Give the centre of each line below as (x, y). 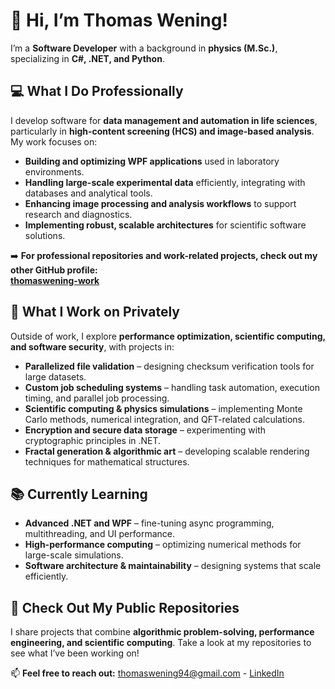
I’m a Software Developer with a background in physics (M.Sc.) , (144, 48)
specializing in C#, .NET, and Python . (87, 58)
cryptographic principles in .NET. (93, 440)
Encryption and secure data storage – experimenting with (145, 430)
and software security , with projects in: (92, 346)
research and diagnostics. (78, 214)
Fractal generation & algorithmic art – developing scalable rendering (167, 451)
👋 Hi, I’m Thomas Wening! (119, 20)
